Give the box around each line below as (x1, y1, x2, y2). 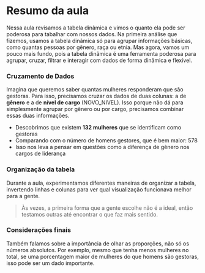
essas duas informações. (6, 112, 70, 120)
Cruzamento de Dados (6, 72, 75, 80)
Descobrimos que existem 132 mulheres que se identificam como (15, 124, 182, 131)
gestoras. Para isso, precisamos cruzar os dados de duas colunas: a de (6, 93, 187, 100)
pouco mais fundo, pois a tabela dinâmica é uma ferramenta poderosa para (6, 50, 196, 57)
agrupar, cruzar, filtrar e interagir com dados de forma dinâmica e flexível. (6, 56, 193, 64)
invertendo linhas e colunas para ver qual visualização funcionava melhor (6, 185, 192, 193)
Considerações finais (6, 226, 72, 234)
